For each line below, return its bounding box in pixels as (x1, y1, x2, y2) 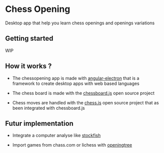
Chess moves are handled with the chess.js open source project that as (12, 99, 159, 105)
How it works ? (5, 62, 52, 71)
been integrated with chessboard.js (12, 105, 85, 111)
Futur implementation (5, 119, 74, 128)
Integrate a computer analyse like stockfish (12, 133, 101, 139)
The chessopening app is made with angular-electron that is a (12, 75, 140, 81)
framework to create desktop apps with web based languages (12, 80, 140, 86)
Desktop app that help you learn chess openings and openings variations (5, 20, 155, 26)
